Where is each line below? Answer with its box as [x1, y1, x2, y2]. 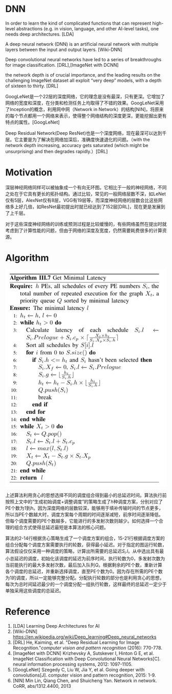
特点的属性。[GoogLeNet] [5, 119, 60, 125]
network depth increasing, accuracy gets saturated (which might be [5, 142, 148, 148]
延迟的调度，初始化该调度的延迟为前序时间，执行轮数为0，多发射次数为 [14, 555, 165, 561]
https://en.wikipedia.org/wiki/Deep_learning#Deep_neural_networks [12, 633, 157, 640]
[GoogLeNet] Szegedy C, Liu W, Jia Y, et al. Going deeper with [12, 666, 145, 672]
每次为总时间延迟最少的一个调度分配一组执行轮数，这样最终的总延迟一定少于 [5, 581, 167, 587]
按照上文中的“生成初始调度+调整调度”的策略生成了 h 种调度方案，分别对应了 [5, 499, 163, 505]
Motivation [5, 167, 53, 178]
